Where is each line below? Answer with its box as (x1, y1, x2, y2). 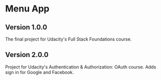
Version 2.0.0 (5, 50, 49, 59)
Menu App (5, 3, 50, 14)
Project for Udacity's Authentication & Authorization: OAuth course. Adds (5, 63, 156, 70)
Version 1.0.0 (5, 23, 48, 31)
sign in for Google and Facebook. (5, 69, 74, 75)
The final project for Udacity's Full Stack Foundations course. (5, 36, 132, 42)
